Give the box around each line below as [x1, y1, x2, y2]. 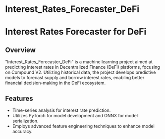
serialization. [12, 118, 39, 124]
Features [5, 94, 33, 102]
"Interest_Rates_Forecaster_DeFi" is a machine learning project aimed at [5, 59, 153, 65]
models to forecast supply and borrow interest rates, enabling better [5, 75, 145, 81]
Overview [5, 46, 36, 54]
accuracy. [12, 129, 33, 134]
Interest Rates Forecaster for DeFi [5, 26, 147, 38]
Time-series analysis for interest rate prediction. [12, 107, 111, 113]
